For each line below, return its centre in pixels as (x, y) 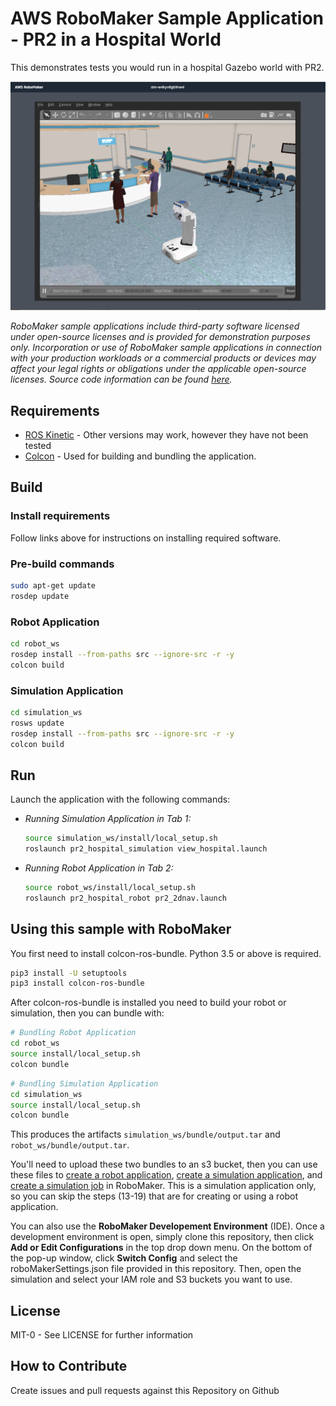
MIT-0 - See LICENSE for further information (102, 1335)
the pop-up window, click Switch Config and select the (124, 1258)
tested (38, 445)
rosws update (37, 723)
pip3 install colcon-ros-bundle (77, 983)
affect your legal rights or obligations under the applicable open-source (158, 369)
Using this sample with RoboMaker (121, 929)
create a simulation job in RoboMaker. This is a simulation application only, (163, 1186)
